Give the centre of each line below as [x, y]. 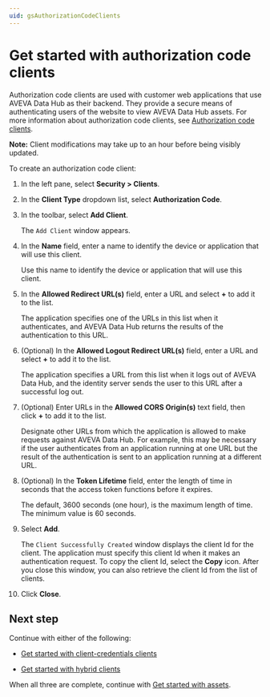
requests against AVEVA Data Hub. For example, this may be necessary [139, 439]
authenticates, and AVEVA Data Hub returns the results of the [122, 326]
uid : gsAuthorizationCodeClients [65, 16]
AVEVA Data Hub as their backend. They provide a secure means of [121, 103]
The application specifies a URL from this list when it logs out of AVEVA [138, 374]
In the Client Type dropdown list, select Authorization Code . [121, 199]
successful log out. [52, 391]
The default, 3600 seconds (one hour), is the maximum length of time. [137, 505]
